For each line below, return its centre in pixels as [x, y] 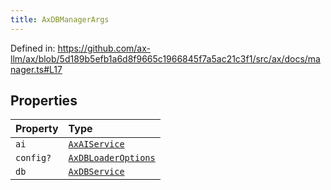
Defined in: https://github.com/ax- [80, 48]
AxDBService [96, 172]
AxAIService [96, 144]
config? [33, 158]
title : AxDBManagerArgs [60, 19]
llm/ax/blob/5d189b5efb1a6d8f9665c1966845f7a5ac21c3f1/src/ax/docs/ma [165, 58]
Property [37, 129]
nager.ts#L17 [36, 69]
